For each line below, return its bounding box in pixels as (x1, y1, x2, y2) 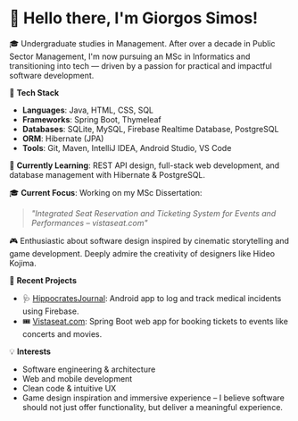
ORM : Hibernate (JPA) (21, 133, 104, 144)
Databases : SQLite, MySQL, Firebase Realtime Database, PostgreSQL (21, 123, 279, 134)
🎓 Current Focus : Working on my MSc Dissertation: (9, 187, 203, 198)
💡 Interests (9, 346, 52, 357)
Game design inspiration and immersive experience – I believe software (21, 392, 286, 403)
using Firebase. (21, 306, 79, 316)
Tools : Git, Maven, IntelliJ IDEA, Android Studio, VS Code (21, 142, 232, 153)
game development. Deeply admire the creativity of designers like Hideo (9, 248, 275, 258)
